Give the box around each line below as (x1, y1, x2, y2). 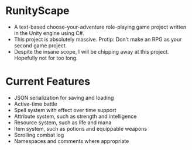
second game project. (13, 42, 67, 49)
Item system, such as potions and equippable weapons (13, 125, 148, 132)
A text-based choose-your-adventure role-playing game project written (13, 23, 187, 30)
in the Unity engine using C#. (13, 29, 84, 36)
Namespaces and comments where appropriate (13, 137, 129, 144)
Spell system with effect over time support (13, 106, 116, 113)
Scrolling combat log (13, 131, 64, 138)
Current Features (5, 75, 91, 88)
